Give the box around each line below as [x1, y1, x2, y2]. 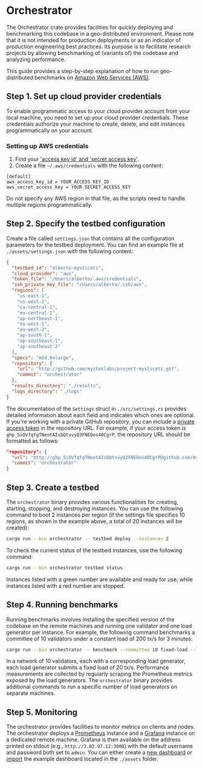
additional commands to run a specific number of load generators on [6, 683, 178, 691]
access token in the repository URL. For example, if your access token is [6, 424, 186, 431]
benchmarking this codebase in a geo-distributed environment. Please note [6, 30, 195, 37]
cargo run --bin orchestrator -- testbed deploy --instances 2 [6, 536, 169, 542]
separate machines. [6, 689, 56, 697]
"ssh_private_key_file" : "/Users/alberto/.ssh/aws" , [11, 282, 147, 288]
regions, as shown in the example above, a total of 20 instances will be [6, 518, 182, 525]
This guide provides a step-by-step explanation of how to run [6, 67, 159, 74]
